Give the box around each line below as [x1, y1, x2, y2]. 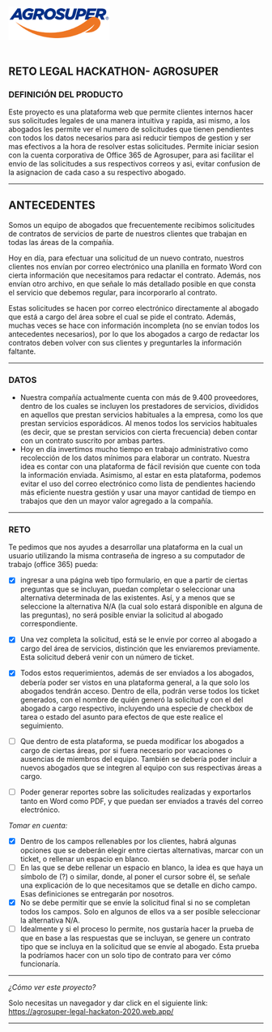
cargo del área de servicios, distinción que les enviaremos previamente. [19, 643, 261, 654]
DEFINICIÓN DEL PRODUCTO [8, 88, 124, 100]
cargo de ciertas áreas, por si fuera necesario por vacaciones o [19, 745, 233, 755]
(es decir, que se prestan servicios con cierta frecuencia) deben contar [19, 428, 258, 437]
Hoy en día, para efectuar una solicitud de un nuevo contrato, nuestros [8, 253, 244, 263]
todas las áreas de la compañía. [8, 237, 115, 247]
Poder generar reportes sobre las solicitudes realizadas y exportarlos [19, 787, 252, 797]
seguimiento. [19, 720, 64, 730]
